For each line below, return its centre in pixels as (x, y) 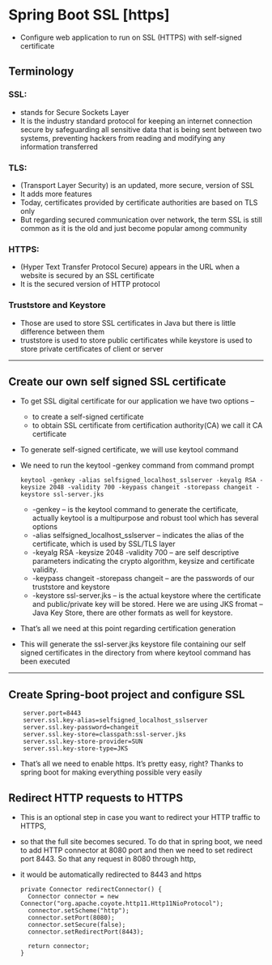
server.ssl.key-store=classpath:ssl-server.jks (104, 735)
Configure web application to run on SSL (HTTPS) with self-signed (131, 37)
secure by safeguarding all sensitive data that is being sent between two (141, 129)
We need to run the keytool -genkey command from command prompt (137, 465)
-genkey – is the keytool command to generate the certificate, (135, 510)
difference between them (62, 331)
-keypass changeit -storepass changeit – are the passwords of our (143, 579)
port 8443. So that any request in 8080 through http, (108, 858)
